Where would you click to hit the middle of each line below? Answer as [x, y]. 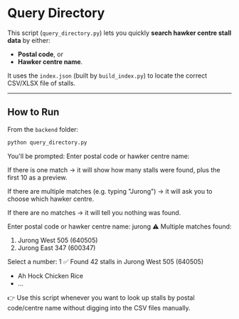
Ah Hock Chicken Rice [51, 276]
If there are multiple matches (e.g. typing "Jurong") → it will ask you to [110, 191]
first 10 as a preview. [37, 177]
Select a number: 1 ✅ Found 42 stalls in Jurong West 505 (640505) [106, 261]
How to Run [33, 112]
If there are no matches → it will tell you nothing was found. [94, 212]
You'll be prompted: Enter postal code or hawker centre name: [99, 156]
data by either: [29, 40]
